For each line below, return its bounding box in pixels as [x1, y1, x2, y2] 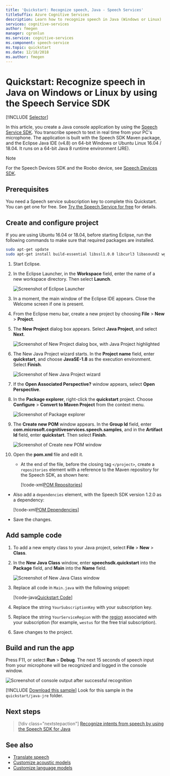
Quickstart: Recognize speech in [6, 76, 146, 87]
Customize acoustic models [13, 759, 71, 765]
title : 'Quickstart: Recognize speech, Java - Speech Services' [6, 7, 144, 13]
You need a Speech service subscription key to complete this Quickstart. [6, 198, 157, 204]
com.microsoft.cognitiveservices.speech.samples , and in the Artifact [13, 426, 163, 432]
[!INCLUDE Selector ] [6, 114, 48, 120]
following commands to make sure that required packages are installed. [6, 237, 154, 243]
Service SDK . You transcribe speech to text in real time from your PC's [6, 129, 152, 135]
